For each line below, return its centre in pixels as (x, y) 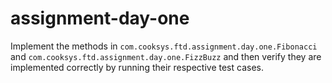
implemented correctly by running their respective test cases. (137, 67)
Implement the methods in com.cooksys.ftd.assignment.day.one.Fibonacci (164, 46)
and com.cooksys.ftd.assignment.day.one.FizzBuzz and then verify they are (166, 56)
